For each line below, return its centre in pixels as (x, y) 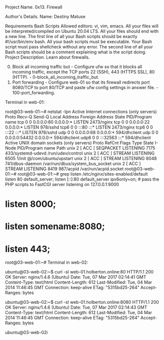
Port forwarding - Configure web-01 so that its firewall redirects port (81, 82)
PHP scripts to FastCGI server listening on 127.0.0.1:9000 (62, 184)
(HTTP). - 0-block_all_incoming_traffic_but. (56, 77)
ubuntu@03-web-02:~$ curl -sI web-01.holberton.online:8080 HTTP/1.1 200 (82, 302)
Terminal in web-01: (25, 102)
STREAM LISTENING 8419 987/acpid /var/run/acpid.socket (64, 169)
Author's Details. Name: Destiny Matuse (45, 16)
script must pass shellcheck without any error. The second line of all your (79, 47)
